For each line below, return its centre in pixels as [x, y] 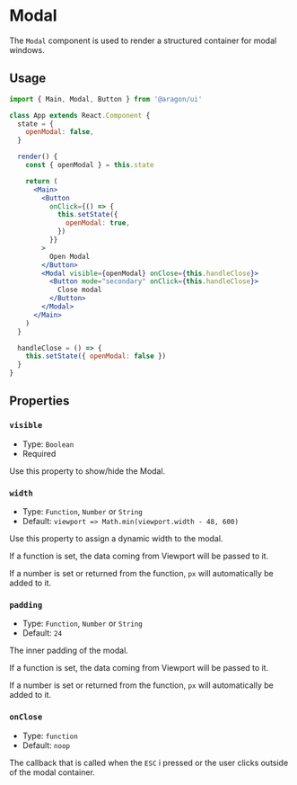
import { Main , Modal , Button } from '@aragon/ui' [106, 99]
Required [39, 453]
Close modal [79, 290]
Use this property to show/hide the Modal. [87, 471]
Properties [39, 401]
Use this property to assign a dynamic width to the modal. [116, 538]
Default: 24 [42, 633]
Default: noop [46, 745]
